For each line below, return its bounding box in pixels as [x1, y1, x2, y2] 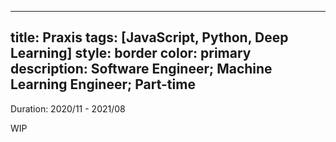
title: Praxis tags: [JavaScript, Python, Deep [10, 29, 289, 46]
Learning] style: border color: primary [10, 45, 252, 62]
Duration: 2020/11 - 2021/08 [10, 102, 126, 115]
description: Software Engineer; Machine [10, 61, 273, 78]
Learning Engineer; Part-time [10, 76, 196, 93]
